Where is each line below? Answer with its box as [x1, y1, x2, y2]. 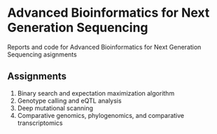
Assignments [7, 70, 67, 82]
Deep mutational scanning [17, 103, 93, 112]
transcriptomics [17, 119, 63, 127]
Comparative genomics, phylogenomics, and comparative [17, 111, 184, 119]
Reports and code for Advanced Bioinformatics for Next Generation [7, 43, 202, 51]
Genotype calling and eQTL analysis [17, 96, 122, 105]
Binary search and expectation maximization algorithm [17, 89, 175, 97]
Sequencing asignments [7, 50, 77, 59]
